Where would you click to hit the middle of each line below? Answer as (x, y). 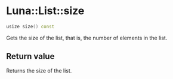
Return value (30, 56)
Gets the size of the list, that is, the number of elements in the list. (87, 38)
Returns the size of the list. (39, 70)
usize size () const (30, 27)
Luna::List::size (45, 11)
